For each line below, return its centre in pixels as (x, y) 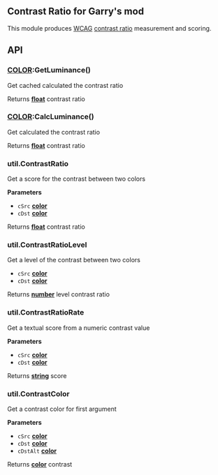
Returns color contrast (40, 464)
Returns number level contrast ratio (59, 294)
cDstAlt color (37, 451)
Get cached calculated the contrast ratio (65, 85)
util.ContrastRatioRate (46, 312)
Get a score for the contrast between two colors (76, 179)
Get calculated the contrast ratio (53, 132)
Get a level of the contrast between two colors (74, 260)
